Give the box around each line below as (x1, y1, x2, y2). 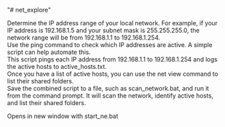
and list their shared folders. (7, 99, 87, 107)
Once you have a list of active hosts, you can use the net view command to (7, 70, 219, 78)
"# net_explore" (7, 6, 51, 14)
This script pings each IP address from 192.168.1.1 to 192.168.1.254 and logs (7, 55, 217, 63)
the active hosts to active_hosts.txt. (7, 63, 107, 70)
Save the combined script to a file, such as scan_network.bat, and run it (7, 85, 209, 92)
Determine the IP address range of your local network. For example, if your (7, 19, 218, 27)
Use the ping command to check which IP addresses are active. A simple (7, 41, 213, 48)
